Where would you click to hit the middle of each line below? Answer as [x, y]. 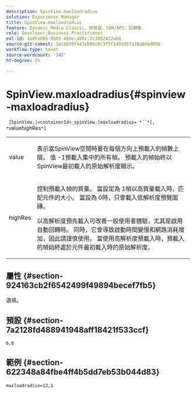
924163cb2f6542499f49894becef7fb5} [81, 285]
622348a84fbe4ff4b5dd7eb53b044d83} [83, 372]
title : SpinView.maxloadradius [44, 22]
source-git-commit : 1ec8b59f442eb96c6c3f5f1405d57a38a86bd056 [83, 44]
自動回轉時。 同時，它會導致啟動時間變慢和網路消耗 [108, 230]
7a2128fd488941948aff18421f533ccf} [78, 330]
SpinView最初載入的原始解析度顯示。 [88, 166]
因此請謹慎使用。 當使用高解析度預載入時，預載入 [117, 239]
